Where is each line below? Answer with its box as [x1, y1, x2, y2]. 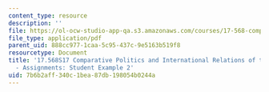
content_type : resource [8, 11, 88, 20]
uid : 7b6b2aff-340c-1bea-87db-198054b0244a [8, 71, 156, 79]
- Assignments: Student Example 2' [15, 64, 134, 72]
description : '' [8, 19, 62, 27]
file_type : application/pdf [8, 34, 102, 42]
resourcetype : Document [8, 49, 88, 57]
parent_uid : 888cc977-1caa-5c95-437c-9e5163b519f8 [8, 42, 181, 50]
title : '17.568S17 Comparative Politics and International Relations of [8, 57, 256, 65]
